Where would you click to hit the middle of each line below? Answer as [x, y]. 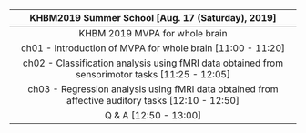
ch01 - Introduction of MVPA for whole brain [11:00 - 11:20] [153, 48]
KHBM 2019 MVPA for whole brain [153, 33]
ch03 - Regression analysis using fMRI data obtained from [153, 89]
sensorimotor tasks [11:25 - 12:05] [153, 74]
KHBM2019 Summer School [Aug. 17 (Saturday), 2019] [153, 18]
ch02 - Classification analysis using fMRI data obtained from [153, 63]
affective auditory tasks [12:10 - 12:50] [153, 101]
